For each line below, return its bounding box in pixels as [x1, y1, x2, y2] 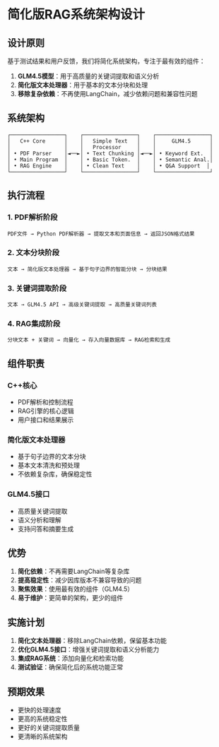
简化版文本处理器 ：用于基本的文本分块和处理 [17, 81, 148, 89]
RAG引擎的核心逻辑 [17, 407, 74, 416]
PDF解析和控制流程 [17, 398, 74, 406]
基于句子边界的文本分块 [17, 452, 86, 461]
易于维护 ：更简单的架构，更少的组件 [17, 594, 124, 602]
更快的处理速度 [17, 706, 61, 714]
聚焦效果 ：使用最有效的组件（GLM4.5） [17, 584, 134, 594]
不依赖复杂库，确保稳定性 [17, 470, 93, 478]
